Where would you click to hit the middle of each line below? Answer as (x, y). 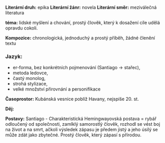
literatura (15, 13)
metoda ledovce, (30, 73)
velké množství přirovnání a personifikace (56, 89)
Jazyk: (14, 56)
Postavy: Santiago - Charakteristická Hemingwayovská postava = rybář (81, 119)
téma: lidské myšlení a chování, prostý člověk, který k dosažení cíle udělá (82, 23)
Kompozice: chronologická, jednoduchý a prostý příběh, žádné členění (80, 38)
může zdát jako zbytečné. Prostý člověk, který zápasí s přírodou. (73, 135)
